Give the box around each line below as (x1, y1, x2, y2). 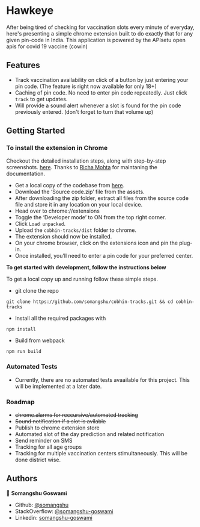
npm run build (6, 349, 42, 355)
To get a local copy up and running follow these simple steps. (6, 275, 158, 283)
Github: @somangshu (14, 501, 69, 508)
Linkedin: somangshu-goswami (14, 514, 93, 521)
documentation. (6, 170, 46, 178)
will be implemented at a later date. (14, 382, 102, 390)
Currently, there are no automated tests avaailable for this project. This (14, 376, 190, 383)
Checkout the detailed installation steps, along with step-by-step (6, 157, 166, 164)
